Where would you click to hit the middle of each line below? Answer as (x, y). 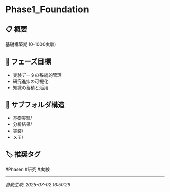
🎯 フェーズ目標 (28, 62)
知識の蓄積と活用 (30, 87)
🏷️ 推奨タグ (23, 154)
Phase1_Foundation (47, 9)
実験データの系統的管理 (37, 75)
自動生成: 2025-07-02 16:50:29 (38, 185)
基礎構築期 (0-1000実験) (31, 44)
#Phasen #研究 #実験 (27, 169)
